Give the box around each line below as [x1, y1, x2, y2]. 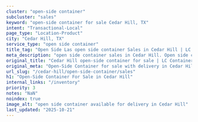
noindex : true [6, 96, 41, 101]
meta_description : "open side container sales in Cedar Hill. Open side [6, 52, 189, 58]
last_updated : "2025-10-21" [6, 107, 75, 113]
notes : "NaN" [6, 90, 38, 96]
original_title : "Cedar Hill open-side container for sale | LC [6, 57, 167, 63]
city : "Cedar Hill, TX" [6, 36, 65, 42]
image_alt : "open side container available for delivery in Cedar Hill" [6, 101, 189, 107]
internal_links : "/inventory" [6, 80, 81, 86]
